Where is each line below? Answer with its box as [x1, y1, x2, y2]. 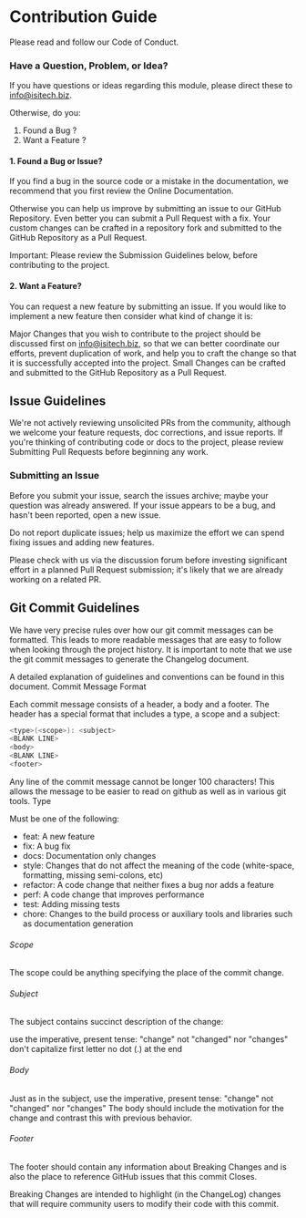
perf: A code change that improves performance [22, 889, 205, 900]
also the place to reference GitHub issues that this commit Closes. [9, 1171, 258, 1182]
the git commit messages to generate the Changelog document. [9, 654, 250, 665]
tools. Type [9, 795, 52, 806]
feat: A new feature [22, 831, 96, 841]
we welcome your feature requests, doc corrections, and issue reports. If [9, 427, 284, 439]
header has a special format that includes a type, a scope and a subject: [9, 708, 280, 719]
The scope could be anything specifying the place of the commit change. [9, 967, 285, 978]
